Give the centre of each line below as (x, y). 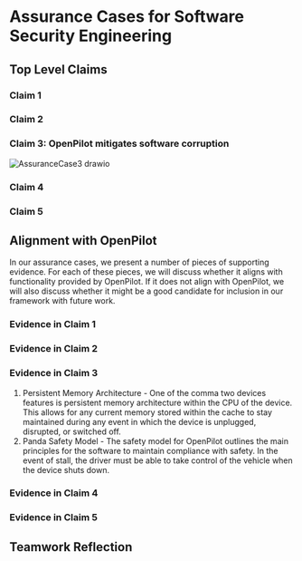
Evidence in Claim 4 (54, 493)
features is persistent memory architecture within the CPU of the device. (157, 402)
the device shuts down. (66, 469)
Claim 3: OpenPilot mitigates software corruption (119, 144)
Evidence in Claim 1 (53, 324)
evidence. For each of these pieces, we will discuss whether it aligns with (146, 272)
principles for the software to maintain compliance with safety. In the (150, 450)
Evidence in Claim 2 (53, 349)
